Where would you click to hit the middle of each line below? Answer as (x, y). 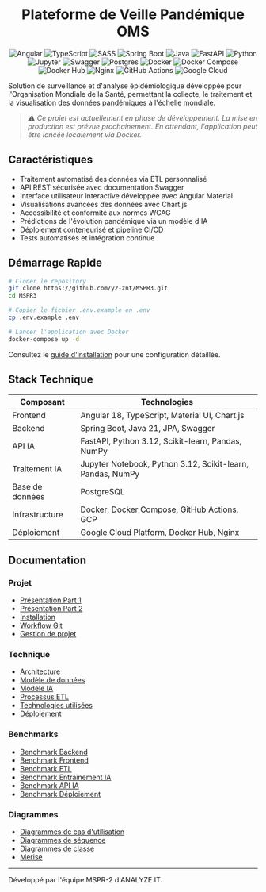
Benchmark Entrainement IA (65, 777)
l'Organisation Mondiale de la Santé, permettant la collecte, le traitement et (130, 94)
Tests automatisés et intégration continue (87, 238)
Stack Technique (51, 380)
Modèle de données (52, 680)
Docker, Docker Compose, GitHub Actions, (160, 509)
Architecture (40, 671)
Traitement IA (37, 468)
